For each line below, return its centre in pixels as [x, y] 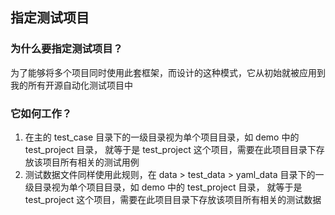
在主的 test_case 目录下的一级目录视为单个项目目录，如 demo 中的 [162, 137]
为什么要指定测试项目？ [66, 49]
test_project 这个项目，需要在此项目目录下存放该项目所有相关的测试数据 [173, 199]
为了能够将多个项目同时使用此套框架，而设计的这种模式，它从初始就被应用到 [168, 72]
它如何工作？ [41, 113]
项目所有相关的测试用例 [91, 162]
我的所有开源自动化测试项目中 [71, 85]
